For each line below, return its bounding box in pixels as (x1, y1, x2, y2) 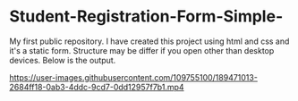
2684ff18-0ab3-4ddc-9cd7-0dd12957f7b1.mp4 (9, 81, 185, 92)
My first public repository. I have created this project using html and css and (9, 36, 290, 46)
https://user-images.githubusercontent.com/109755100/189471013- (9, 72, 258, 82)
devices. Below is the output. (9, 55, 116, 65)
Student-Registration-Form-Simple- (9, 6, 284, 27)
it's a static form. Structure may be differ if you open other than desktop (9, 45, 275, 55)
